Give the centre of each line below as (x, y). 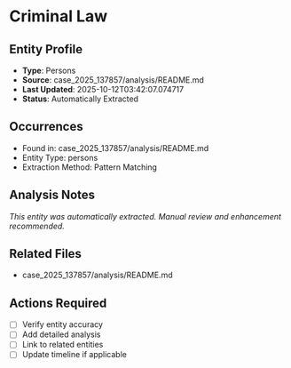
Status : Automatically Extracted (80, 99)
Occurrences (46, 127)
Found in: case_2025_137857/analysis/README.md (115, 148)
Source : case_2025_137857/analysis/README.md (113, 80)
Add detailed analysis (61, 334)
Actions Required (58, 303)
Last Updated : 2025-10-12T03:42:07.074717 (103, 89)
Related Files (46, 254)
